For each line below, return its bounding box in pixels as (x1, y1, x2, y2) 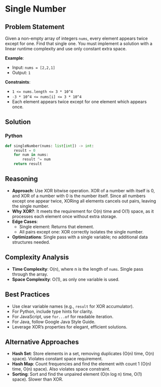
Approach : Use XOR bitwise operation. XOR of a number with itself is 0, (12, 187, 155, 193)
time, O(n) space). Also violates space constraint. (12, 366, 111, 372)
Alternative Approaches (5, 338, 79, 346)
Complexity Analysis (5, 253, 69, 262)
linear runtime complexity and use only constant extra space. (5, 46, 127, 51)
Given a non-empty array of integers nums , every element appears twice (5, 35, 148, 41)
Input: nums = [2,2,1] (12, 64, 56, 70)
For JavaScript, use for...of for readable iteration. (12, 313, 114, 319)
